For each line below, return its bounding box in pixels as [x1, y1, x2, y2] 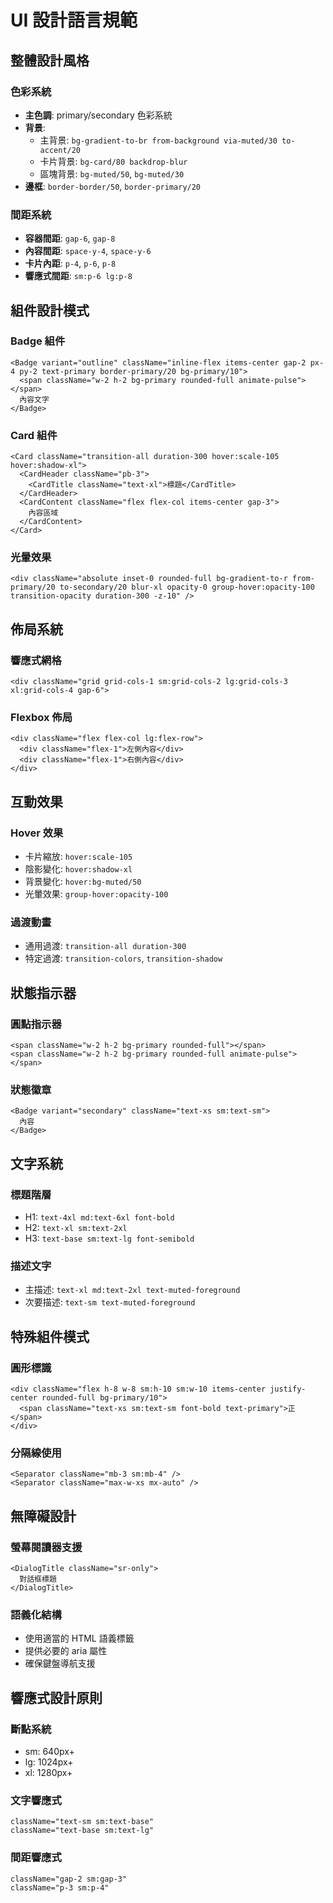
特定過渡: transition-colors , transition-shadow [24, 952, 223, 965]
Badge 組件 [10, 334, 66, 348]
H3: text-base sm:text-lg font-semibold [24, 1232, 195, 1245]
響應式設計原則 [10, 1689, 103, 1706]
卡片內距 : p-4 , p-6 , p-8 [24, 257, 117, 270]
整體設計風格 [10, 52, 90, 69]
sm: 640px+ [24, 1746, 75, 1758]
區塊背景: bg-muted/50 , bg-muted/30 [39, 167, 185, 180]
